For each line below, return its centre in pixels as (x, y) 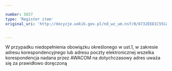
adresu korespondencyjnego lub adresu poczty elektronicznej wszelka (80, 52)
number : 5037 (19, 14)
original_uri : (20, 24)
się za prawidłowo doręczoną (36, 63)
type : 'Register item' (29, 19)
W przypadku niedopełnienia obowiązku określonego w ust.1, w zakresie (82, 47)
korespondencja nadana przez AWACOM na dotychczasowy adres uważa (83, 58)
